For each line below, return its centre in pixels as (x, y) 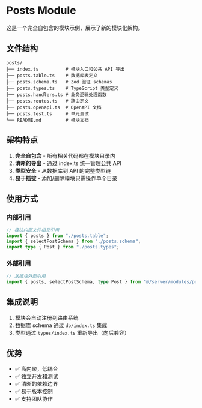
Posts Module (41, 10)
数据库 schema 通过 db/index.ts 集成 (61, 325)
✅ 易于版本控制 (34, 391)
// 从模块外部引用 (26, 277)
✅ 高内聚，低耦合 (36, 369)
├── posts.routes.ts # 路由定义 (47, 101)
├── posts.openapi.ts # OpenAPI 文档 (54, 107)
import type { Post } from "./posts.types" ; (63, 247)
